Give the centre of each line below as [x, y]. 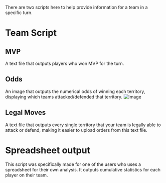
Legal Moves [26, 113]
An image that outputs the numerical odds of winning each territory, [75, 91]
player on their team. [27, 175]
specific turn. [19, 13]
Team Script [31, 33]
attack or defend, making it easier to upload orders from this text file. [76, 130]
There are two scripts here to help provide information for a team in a [76, 7]
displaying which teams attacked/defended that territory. [64, 97]
